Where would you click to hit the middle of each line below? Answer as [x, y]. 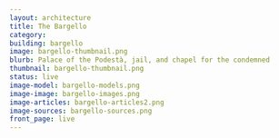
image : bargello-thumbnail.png [69, 52]
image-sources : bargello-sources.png [81, 111]
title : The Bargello [49, 26]
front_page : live [42, 119]
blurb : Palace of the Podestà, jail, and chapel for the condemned [140, 60]
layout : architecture [50, 18]
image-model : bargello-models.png [75, 85]
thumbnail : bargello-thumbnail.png [77, 69]
